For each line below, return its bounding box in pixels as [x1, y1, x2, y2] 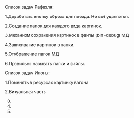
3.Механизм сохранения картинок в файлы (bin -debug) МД [5, 33, 129, 38]
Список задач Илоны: [5, 70, 50, 76]
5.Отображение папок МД [5, 51, 59, 57]
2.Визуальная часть [5, 89, 46, 94]
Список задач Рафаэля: [5, 4, 54, 10]
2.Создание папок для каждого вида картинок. [5, 23, 103, 29]
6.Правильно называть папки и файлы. [5, 61, 86, 66]
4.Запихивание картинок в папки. [5, 42, 74, 48]
